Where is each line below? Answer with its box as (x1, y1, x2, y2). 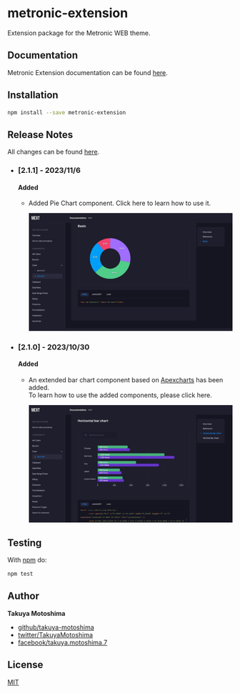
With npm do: (7, 556, 48, 564)
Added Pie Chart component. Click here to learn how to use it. (28, 199, 211, 208)
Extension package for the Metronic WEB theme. (7, 29, 151, 37)
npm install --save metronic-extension (7, 109, 126, 116)
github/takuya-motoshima (17, 623, 94, 632)
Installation (7, 89, 59, 101)
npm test (7, 570, 34, 578)
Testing (7, 537, 42, 549)
